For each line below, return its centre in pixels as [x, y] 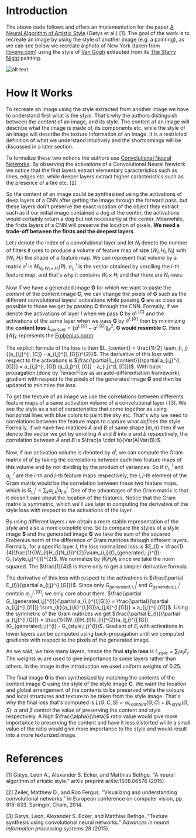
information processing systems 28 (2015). [58, 828]
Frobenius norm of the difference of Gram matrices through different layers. [97, 540]
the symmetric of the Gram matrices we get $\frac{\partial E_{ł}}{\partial [93, 613]
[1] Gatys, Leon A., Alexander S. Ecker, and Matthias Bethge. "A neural [90, 775]
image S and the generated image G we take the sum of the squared [88, 534]
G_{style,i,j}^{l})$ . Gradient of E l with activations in [122, 627]
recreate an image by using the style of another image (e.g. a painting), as [95, 39]
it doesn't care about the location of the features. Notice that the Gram [91, 498]
